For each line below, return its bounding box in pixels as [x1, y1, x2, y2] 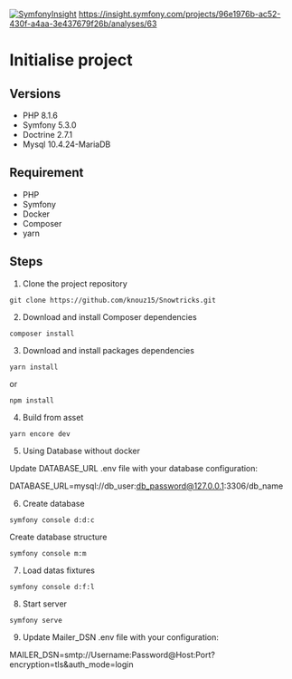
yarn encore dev [9, 429, 71, 439]
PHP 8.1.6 [22, 110, 59, 121]
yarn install [9, 363, 59, 372]
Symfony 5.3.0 [22, 120, 77, 131]
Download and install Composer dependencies [22, 311, 197, 322]
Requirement [9, 165, 84, 180]
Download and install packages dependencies [22, 344, 194, 355]
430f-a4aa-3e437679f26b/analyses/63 [9, 18, 157, 29]
